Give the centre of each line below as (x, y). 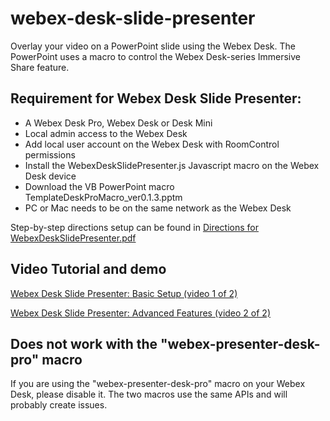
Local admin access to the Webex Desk (106, 133)
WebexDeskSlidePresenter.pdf (73, 238)
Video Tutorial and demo (88, 269)
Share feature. (40, 67)
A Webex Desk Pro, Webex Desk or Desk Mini (118, 123)
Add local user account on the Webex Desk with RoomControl (152, 144)
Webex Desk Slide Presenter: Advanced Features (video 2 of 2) (140, 313)
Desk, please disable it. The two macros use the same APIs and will (149, 394)
